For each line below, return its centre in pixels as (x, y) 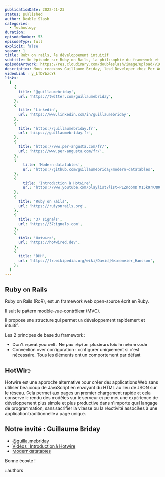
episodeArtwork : (22, 64)
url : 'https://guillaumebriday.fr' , (55, 133)
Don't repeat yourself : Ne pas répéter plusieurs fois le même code (80, 344)
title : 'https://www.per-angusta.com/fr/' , (63, 147)
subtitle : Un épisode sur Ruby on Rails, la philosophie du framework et (82, 60)
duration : (15, 32)
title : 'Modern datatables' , (53, 165)
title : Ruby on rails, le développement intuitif (57, 55)
